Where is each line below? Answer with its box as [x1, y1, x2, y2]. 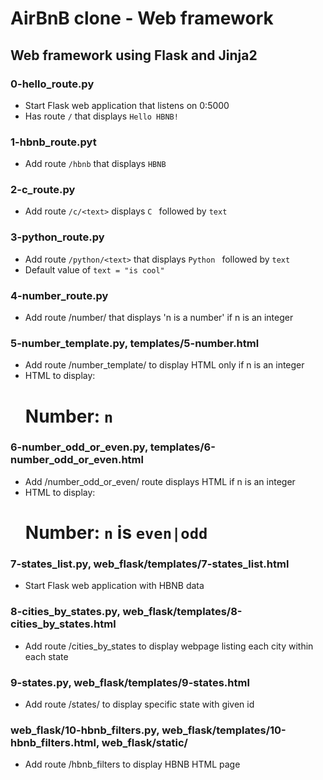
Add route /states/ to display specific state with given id [24, 698, 255, 710]
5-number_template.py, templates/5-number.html [10, 336, 260, 350]
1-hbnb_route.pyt [10, 135, 97, 149]
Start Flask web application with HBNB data [24, 580, 205, 592]
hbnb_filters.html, [10, 735, 100, 749]
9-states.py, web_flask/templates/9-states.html [10, 675, 250, 689]
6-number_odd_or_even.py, [10, 440, 148, 454]
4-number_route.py [10, 288, 109, 302]
